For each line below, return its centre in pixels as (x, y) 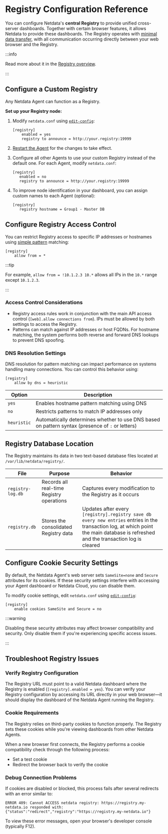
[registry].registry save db (117, 514)
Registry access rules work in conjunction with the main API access (82, 313)
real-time (53, 488)
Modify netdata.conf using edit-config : (53, 121)
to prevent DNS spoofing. (38, 340)
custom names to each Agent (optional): (54, 195)
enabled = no (33, 176)
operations (54, 501)
